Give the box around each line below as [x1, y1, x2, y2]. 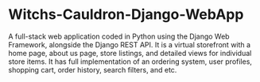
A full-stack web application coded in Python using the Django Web [8, 32, 230, 41]
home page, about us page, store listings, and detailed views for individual [8, 48, 252, 58]
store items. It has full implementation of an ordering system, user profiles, [8, 57, 253, 66]
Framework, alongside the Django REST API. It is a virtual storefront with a [8, 39, 251, 49]
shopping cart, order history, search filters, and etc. [8, 65, 177, 74]
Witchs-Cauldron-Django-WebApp [8, 6, 244, 24]
